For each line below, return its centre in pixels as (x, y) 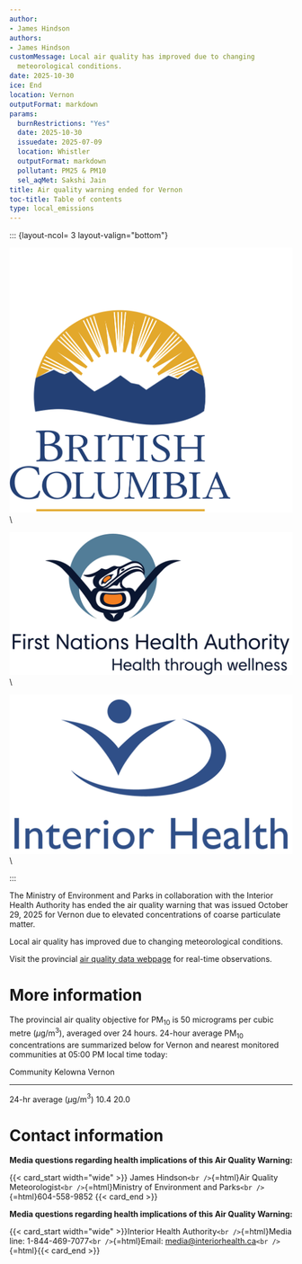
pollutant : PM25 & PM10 (62, 171)
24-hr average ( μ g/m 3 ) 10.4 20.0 (70, 1099)
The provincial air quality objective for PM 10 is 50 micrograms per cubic (142, 1021)
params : (24, 114)
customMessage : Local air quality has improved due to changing (132, 57)
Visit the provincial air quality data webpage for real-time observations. (141, 958)
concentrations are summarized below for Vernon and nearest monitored (144, 1045)
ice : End (26, 85)
